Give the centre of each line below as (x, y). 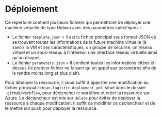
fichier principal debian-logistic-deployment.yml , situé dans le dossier (76, 87)
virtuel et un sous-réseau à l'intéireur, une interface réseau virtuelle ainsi (85, 52)
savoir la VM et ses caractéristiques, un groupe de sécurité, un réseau (82, 47)
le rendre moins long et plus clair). (46, 73)
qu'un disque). (26, 57)
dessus (19, 68)
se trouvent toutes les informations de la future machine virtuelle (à (79, 42)
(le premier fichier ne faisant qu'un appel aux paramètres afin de (92, 68)
